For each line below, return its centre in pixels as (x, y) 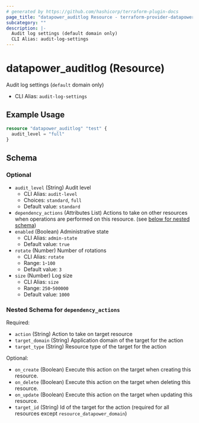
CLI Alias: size (41, 282)
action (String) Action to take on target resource (73, 334)
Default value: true (46, 244)
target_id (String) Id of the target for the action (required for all (92, 407)
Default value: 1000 (46, 295)
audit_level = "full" (38, 134)
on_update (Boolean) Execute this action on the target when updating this (103, 395)
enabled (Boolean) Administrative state (62, 232)
